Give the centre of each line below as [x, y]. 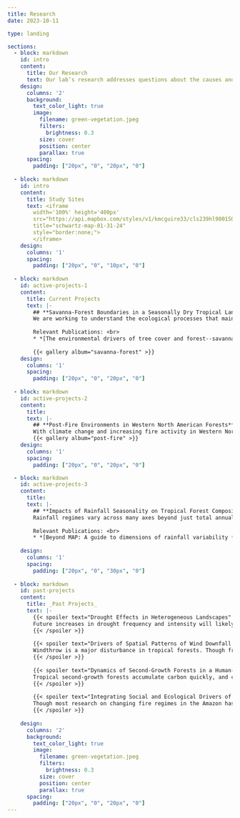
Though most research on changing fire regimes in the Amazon [127, 704]
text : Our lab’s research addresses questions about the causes [124, 79]
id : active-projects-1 [54, 286]
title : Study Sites [55, 199]
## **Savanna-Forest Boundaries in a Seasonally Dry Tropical [127, 312]
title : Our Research [57, 73]
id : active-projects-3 [54, 484]
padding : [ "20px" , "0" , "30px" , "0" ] [89, 571]
